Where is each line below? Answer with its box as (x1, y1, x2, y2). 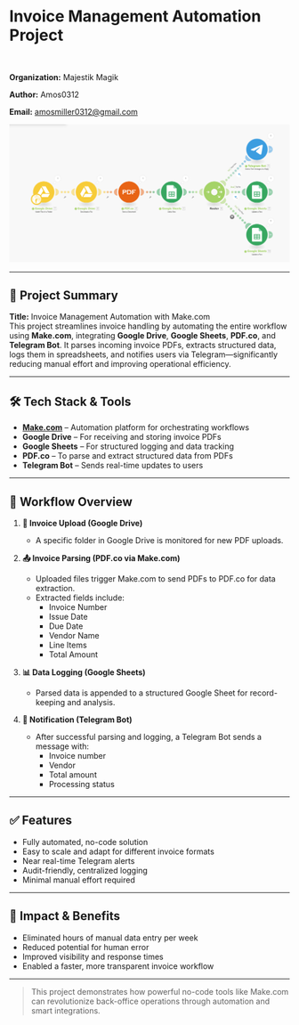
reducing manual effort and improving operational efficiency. (9, 359, 231, 370)
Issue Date (48, 611, 88, 622)
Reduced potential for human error (21, 941, 149, 952)
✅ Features (9, 813, 73, 828)
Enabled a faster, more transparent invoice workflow (21, 960, 214, 972)
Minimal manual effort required (21, 875, 135, 885)
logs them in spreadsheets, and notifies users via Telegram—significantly (9, 349, 279, 360)
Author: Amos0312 (9, 89, 80, 100)
